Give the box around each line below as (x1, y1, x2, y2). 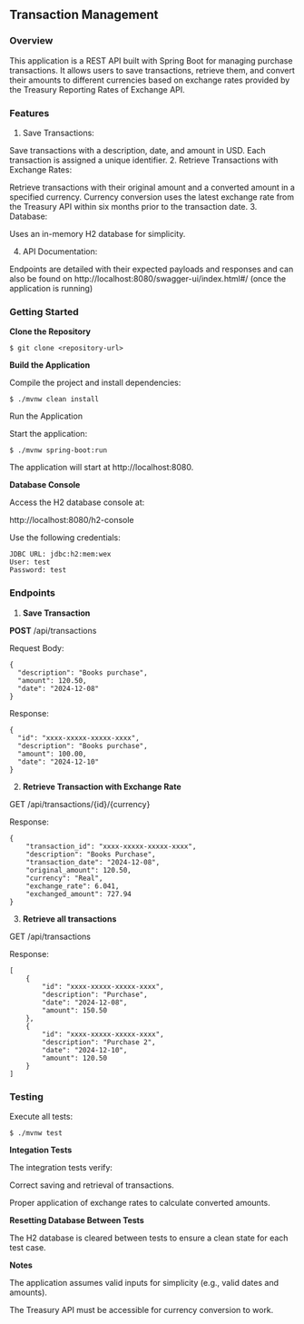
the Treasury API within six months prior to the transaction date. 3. (9, 201, 258, 212)
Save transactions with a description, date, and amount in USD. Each (9, 144, 266, 155)
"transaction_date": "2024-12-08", (25, 857, 161, 866)
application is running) (9, 282, 93, 293)
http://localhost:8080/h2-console (9, 515, 134, 526)
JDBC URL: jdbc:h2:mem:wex (9, 549, 112, 559)
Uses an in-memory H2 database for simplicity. (9, 228, 186, 239)
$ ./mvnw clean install (9, 395, 100, 404)
